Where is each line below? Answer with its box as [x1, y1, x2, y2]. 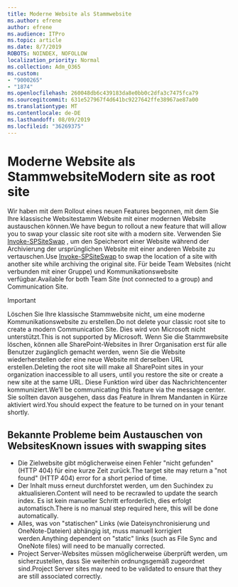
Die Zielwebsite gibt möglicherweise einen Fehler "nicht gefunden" [17, 459, 214, 468]
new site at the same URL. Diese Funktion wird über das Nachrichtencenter [7, 378, 227, 387]
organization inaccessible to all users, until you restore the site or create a [7, 370, 224, 379]
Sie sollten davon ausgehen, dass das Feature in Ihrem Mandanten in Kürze [7, 393, 228, 402]
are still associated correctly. [17, 572, 102, 581]
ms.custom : [7, 70, 40, 77]
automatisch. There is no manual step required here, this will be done [17, 504, 219, 512]
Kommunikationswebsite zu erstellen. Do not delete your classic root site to [7, 318, 226, 326]
